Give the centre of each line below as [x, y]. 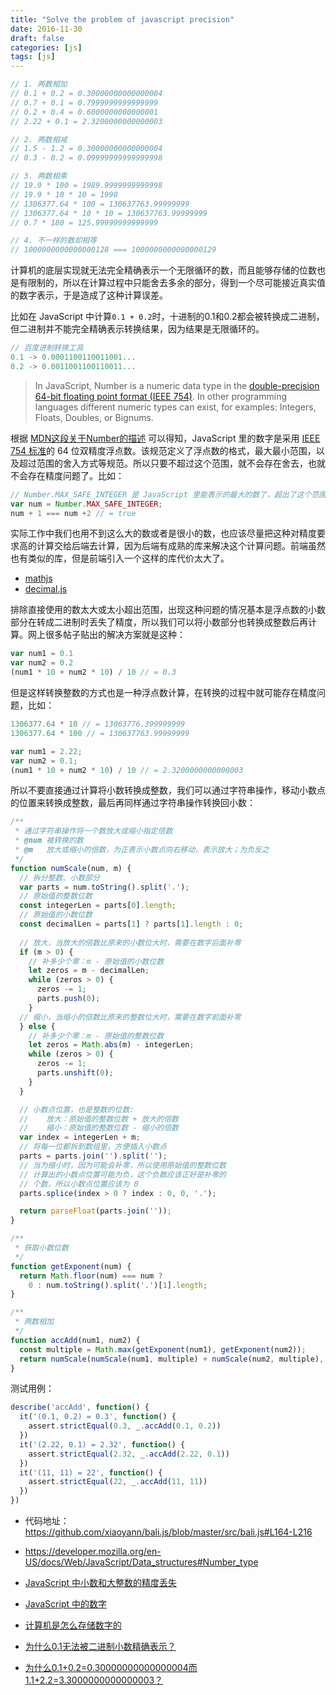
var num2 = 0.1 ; [44, 761]
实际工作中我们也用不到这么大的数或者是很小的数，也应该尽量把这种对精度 [163, 533]
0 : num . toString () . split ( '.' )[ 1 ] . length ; [118, 1285]
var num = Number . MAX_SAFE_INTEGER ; [86, 504]
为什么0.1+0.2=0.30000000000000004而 [111, 1667]
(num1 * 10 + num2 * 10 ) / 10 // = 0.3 [93, 672]
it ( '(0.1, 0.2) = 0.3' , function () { [98, 1417]
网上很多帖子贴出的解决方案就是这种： [106, 635]
